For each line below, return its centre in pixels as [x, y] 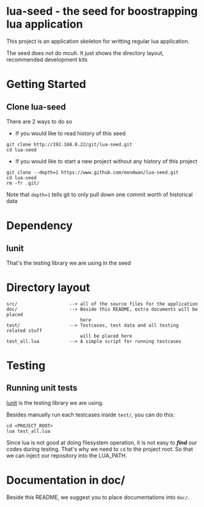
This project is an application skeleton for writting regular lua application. [98, 41]
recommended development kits [47, 59]
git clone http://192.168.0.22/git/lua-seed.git [69, 144]
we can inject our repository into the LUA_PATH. [67, 455]
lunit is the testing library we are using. [55, 402]
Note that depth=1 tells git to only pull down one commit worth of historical [100, 194]
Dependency [40, 226]
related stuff [24, 331]
